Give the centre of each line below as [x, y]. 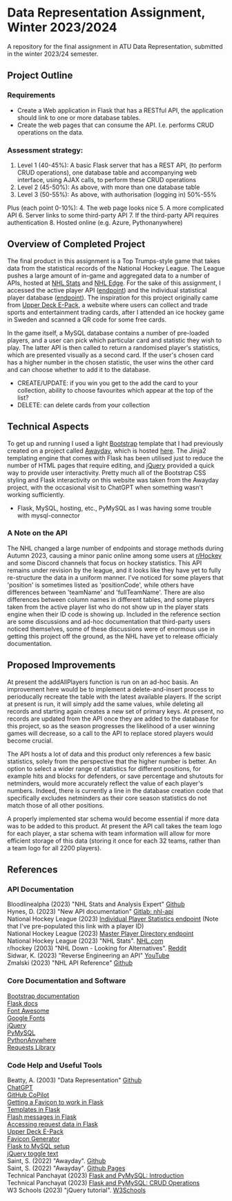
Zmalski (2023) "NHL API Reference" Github [70, 963]
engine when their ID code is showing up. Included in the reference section [114, 614]
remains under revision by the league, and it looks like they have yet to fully [114, 570]
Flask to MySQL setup [39, 1146]
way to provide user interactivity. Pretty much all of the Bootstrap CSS [107, 472]
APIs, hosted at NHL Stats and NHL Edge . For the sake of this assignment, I [114, 283]
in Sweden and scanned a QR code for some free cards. [87, 320]
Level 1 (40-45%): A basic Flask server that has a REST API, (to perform [119, 165]
